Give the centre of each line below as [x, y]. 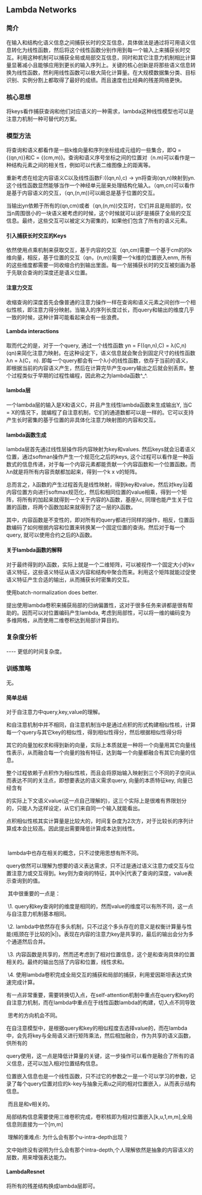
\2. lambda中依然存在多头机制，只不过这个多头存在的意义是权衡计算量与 [97, 927]
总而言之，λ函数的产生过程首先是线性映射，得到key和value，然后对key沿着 [100, 485]
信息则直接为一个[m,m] [35, 1125]
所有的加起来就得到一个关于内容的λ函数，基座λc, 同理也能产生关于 [105, 500]
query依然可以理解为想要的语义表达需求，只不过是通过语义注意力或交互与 [98, 866]
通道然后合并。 [30, 942]
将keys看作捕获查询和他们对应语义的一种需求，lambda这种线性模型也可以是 [100, 111]
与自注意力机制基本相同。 [38, 914]
